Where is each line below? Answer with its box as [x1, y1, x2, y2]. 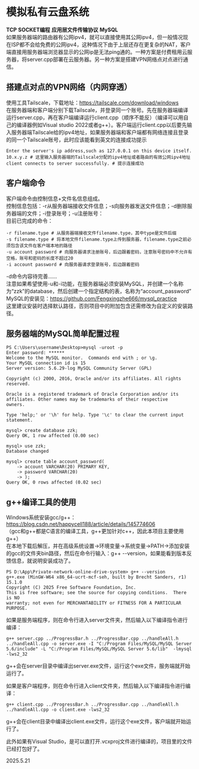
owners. [6, 402, 25, 408]
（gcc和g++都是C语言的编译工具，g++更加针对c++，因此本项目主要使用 [6, 528, 184, 535]
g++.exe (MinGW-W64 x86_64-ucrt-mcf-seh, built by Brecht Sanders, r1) [6, 574, 187, 581]
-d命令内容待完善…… [6, 273, 57, 280]
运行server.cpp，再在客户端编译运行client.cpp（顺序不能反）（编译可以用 [6, 114, 184, 121]
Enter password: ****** [6, 350, 65, 356]
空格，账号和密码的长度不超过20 [6, 255, 73, 261]
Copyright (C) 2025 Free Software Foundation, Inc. [6, 585, 136, 591]
